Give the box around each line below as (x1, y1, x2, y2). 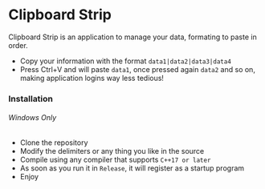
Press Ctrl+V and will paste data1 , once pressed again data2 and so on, (19, 64, 255, 74)
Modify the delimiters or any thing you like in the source (19, 147, 205, 156)
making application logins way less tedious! (19, 73, 165, 82)
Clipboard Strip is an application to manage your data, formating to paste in (8, 32, 257, 42)
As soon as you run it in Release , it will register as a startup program (19, 163, 245, 173)
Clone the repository (19, 138, 88, 147)
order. (8, 40, 28, 50)
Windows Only (8, 113, 57, 123)
